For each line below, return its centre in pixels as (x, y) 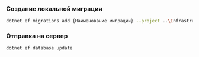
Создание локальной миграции (54, 9)
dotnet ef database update (39, 48)
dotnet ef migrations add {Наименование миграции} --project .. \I (90, 21)
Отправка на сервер (37, 36)
